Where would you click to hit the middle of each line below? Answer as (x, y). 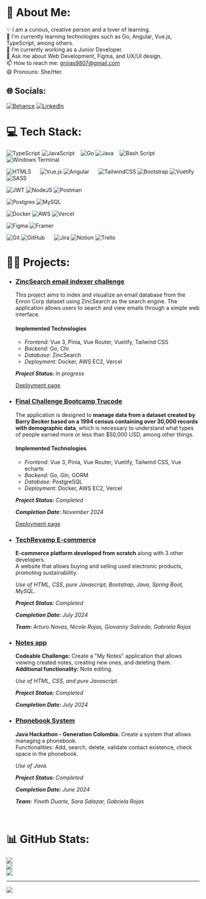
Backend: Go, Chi (47, 349)
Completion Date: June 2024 (52, 789)
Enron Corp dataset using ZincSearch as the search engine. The (96, 302)
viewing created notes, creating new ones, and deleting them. (93, 663)
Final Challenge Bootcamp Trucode (69, 402)
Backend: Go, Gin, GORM (56, 475)
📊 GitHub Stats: (48, 839)
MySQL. (25, 591)
